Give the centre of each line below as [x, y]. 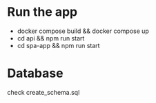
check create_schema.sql [43, 92]
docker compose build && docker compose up [83, 31]
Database [35, 73]
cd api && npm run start [51, 38]
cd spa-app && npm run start [58, 45]
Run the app [42, 12]
